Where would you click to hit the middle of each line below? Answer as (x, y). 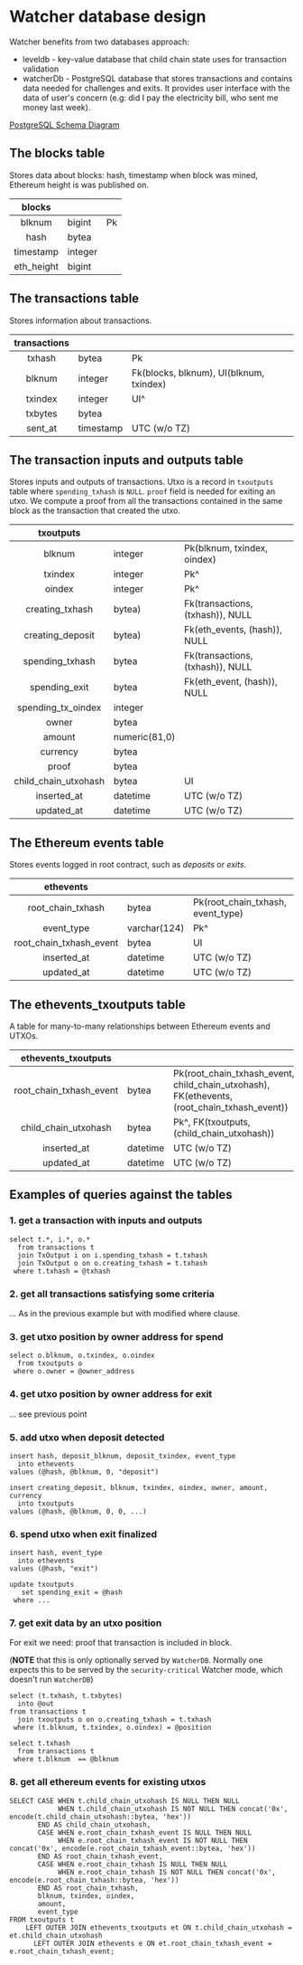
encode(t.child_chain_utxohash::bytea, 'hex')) (101, 1817)
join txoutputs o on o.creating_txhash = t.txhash (115, 1720)
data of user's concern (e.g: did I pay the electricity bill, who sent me (151, 98)
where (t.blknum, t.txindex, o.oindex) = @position (112, 1728)
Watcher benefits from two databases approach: (99, 42)
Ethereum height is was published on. (79, 185)
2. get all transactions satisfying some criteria (112, 1294)
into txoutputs (46, 1504)
